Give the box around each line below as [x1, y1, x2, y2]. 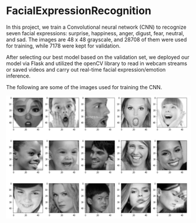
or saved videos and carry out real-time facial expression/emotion [6, 66, 166, 73]
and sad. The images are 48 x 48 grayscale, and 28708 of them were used [6, 36, 187, 43]
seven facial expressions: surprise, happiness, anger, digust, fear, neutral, [6, 29, 185, 36]
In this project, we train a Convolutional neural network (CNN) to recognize [6, 23, 187, 31]
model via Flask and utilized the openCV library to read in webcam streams [6, 60, 188, 67]
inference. [6, 72, 31, 79]
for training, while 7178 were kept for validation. [6, 42, 121, 49]
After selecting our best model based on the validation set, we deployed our [6, 53, 190, 60]
